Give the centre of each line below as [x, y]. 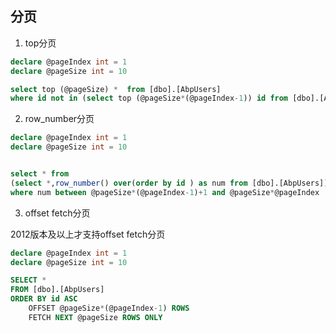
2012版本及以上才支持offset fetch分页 [88, 234]
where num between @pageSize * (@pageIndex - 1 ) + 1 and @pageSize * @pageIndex [165, 192]
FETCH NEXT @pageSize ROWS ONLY [95, 317]
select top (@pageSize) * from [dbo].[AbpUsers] [116, 89]
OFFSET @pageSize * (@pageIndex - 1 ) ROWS [109, 308]
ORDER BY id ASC [44, 299]
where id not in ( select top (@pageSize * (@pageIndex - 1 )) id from [149, 98]
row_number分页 [59, 119]
